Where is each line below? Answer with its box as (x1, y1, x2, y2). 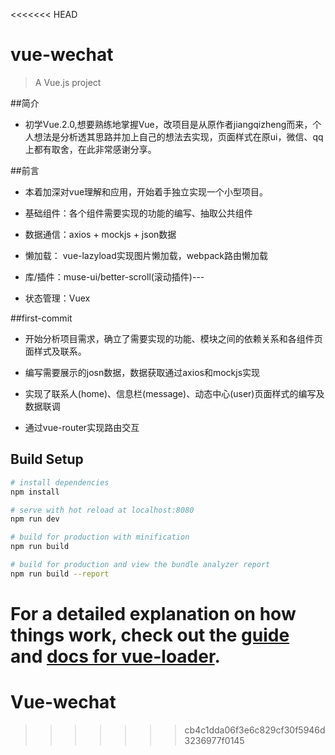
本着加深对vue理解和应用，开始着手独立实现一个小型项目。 (24, 185, 269, 198)
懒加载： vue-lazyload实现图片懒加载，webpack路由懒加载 (24, 249, 268, 261)
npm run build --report (10, 569, 110, 579)
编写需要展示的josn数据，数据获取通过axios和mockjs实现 (24, 366, 261, 378)
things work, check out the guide (10, 624, 290, 646)
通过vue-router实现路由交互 (24, 421, 140, 433)
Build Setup (10, 451, 84, 468)
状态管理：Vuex (24, 292, 91, 304)
